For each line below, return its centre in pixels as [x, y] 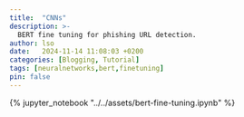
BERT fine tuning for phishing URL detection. [107, 34]
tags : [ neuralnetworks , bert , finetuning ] [87, 69]
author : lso [32, 43]
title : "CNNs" [38, 18]
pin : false [30, 77]
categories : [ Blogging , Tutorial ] [75, 60]
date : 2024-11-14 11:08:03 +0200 [77, 52]
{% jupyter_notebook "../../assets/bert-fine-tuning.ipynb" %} [122, 102]
